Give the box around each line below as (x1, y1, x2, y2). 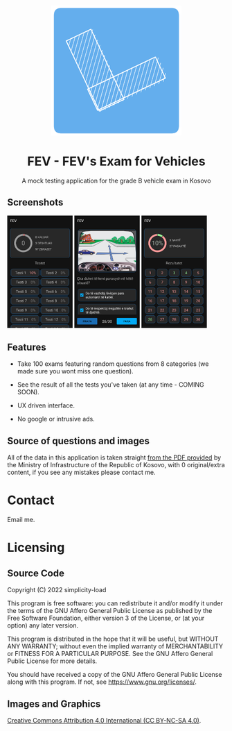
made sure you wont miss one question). (17, 367, 134, 376)
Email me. (7, 516, 35, 524)
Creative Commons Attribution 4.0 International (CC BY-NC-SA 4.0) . (7, 716, 202, 724)
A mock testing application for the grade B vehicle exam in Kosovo (21, 176, 211, 185)
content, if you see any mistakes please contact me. (7, 468, 156, 477)
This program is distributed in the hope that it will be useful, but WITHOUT (7, 635, 219, 644)
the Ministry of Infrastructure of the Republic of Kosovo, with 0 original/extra (7, 461, 225, 469)
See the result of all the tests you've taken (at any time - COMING (17, 380, 204, 389)
